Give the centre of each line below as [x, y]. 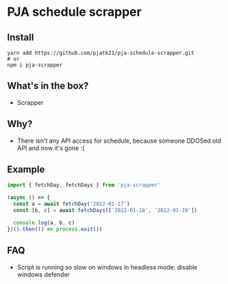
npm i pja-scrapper [35, 65]
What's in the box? [48, 86]
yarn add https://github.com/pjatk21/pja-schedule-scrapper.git [101, 53]
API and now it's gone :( [51, 147]
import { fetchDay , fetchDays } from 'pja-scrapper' [84, 185]
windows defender [43, 274]
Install [21, 37]
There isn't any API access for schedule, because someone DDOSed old [119, 141]
